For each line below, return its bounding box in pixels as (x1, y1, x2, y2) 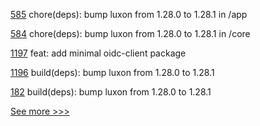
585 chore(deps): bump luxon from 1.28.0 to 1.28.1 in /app (10, 9, 248, 20)
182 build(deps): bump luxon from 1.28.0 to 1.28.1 (10, 86, 212, 98)
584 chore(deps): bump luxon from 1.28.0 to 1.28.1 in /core (10, 28, 251, 39)
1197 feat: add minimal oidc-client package (10, 47, 187, 59)
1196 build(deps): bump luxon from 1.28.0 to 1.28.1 (10, 67, 215, 78)
